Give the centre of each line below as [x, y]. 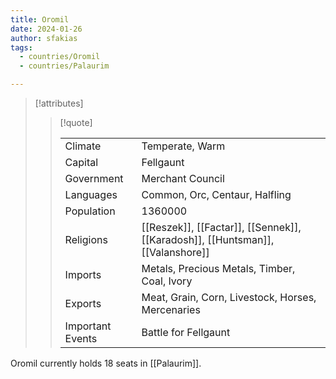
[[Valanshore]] [175, 252]
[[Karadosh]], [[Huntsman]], [208, 239]
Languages [91, 194]
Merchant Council [183, 178]
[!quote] [76, 122]
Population [90, 211]
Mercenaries [171, 309]
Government [94, 178]
